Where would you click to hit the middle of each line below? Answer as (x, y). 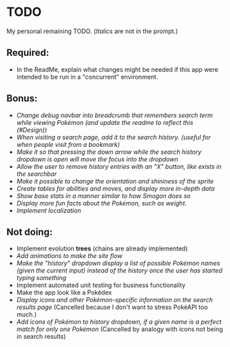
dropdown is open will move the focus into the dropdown (97, 159)
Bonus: (22, 98)
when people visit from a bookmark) (68, 144)
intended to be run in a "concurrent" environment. (87, 77)
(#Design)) (32, 130)
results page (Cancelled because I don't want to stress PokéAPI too (112, 307)
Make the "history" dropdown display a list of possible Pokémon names (118, 264)
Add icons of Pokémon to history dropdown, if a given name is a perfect (119, 322)
